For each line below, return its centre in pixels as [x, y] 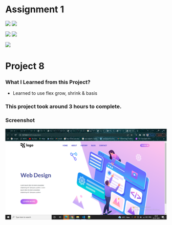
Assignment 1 [35, 9]
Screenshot [20, 120]
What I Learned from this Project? [48, 82]
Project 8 [25, 66]
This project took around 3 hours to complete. [63, 107]
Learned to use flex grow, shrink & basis [55, 93]
